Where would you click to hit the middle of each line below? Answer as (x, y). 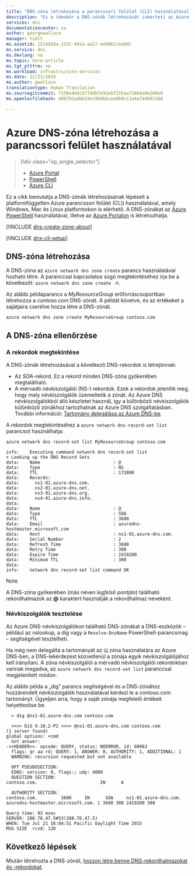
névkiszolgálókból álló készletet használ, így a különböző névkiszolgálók (102, 401)
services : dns (23, 22)
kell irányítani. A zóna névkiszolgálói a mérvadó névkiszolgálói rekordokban (97, 663)
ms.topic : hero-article (35, 60)
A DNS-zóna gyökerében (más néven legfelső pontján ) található (83, 592)
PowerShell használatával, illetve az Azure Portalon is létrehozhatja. (87, 215)
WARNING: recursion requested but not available (72, 757)
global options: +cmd (32, 737)
